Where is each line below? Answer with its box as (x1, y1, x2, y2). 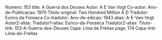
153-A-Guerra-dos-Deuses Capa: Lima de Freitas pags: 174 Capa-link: (14, 25, 157, 31)
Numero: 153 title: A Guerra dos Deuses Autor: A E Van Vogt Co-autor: (5, 4, 147, 10)
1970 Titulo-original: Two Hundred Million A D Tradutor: (37, 9, 149, 15)
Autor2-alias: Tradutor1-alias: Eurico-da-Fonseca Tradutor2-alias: (5, 20, 138, 26)
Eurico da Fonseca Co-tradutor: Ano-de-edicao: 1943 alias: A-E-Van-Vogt (5, 15, 155, 20)
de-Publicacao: (5, 9, 36, 15)
